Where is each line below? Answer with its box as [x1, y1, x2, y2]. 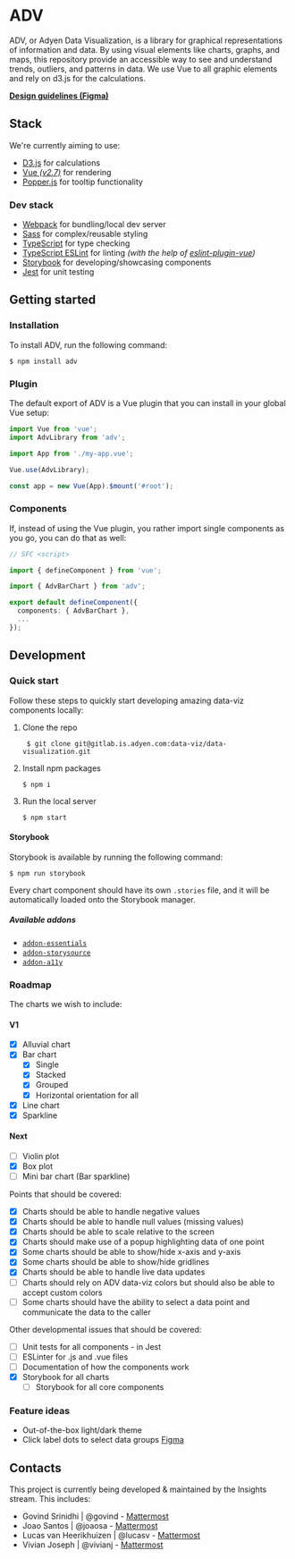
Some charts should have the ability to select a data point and [21, 1296, 250, 1307]
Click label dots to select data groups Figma [21, 1435, 185, 1445]
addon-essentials [21, 938, 88, 948]
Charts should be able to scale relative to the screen [21, 1226, 215, 1237]
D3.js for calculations [21, 157, 101, 168]
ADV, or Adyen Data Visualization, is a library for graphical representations [9, 35, 283, 46]
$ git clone [26, 739, 72, 748]
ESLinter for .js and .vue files [21, 1351, 129, 1362]
